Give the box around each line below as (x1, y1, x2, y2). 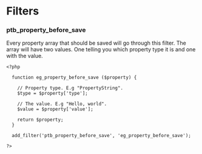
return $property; (17, 117, 64, 123)
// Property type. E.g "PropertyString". (17, 85, 123, 91)
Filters (6, 4, 39, 18)
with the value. (6, 53, 44, 60)
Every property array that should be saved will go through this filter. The (6, 39, 186, 47)
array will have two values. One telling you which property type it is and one (6, 46, 196, 53)
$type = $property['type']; (17, 91, 88, 97)
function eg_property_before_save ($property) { (12, 74, 137, 81)
